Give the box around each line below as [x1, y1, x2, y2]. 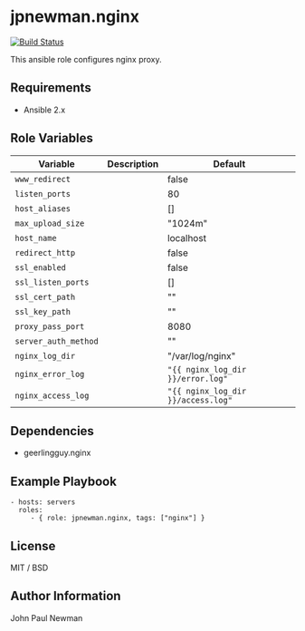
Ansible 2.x [23, 104, 66, 115]
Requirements [10, 80, 91, 96]
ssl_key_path [14, 306, 71, 316]
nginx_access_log [14, 390, 90, 401]
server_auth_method [14, 335, 99, 346]
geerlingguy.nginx [23, 447, 91, 459]
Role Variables [10, 131, 93, 146]
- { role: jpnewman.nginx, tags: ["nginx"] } [30, 514, 205, 523]
